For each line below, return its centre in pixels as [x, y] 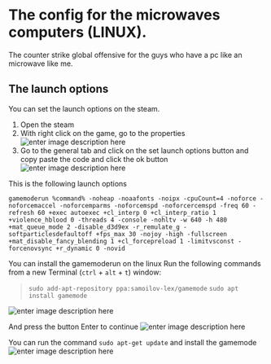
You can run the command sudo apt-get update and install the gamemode [133, 342]
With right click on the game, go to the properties [103, 133]
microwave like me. [41, 64]
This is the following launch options [68, 183]
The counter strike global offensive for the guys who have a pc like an [125, 55]
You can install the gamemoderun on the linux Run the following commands [135, 263]
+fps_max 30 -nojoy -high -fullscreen [162, 234]
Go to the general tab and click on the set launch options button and [134, 150]
